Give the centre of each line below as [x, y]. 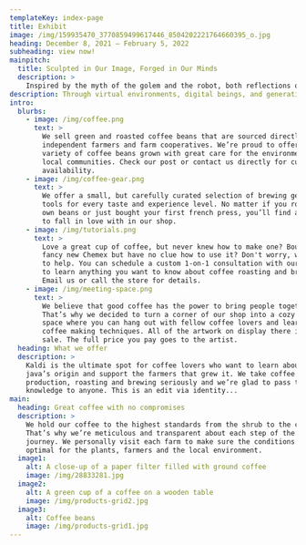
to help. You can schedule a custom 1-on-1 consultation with [163, 264]
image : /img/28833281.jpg [75, 476]
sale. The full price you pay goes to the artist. [140, 340]
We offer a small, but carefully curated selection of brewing [164, 196]
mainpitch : [30, 60]
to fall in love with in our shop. [110, 221]
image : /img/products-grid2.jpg [87, 501]
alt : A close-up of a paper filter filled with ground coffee [146, 467]
